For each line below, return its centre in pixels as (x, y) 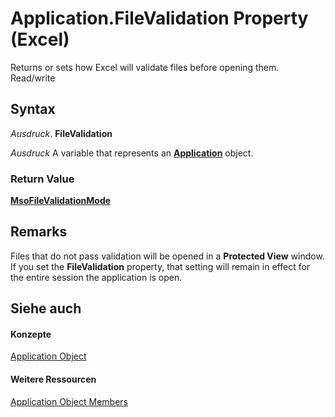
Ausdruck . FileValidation (61, 133)
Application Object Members (69, 401)
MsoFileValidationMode (61, 201)
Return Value (42, 179)
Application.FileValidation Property (159, 18)
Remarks (39, 232)
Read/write (33, 78)
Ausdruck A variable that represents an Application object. (132, 153)
